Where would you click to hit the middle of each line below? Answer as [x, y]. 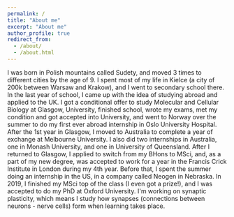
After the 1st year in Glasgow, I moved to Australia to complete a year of [110, 132]
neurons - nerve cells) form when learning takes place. [86, 206]
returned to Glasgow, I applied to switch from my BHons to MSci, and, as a [114, 154]
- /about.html [34, 53]
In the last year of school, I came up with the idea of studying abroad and [112, 94]
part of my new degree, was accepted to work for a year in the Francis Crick [117, 161]
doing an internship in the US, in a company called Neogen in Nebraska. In [114, 176]
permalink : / [26, 14]
